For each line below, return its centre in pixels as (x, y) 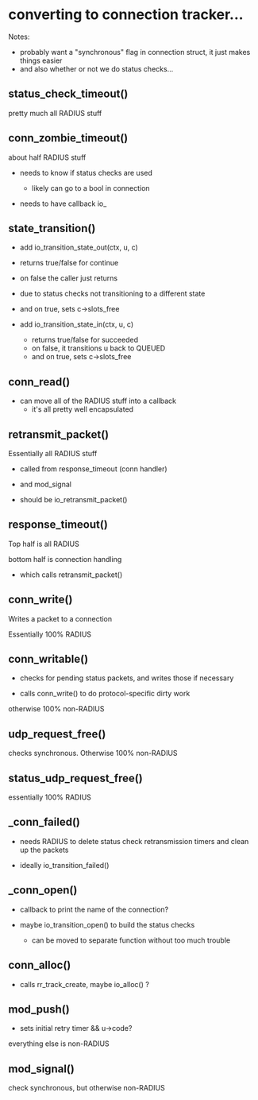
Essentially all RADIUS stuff (53, 453)
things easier (41, 60)
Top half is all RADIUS (44, 544)
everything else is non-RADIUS (59, 1044)
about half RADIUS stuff (47, 157)
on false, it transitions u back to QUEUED (98, 348)
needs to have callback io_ (63, 203)
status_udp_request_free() (75, 778)
